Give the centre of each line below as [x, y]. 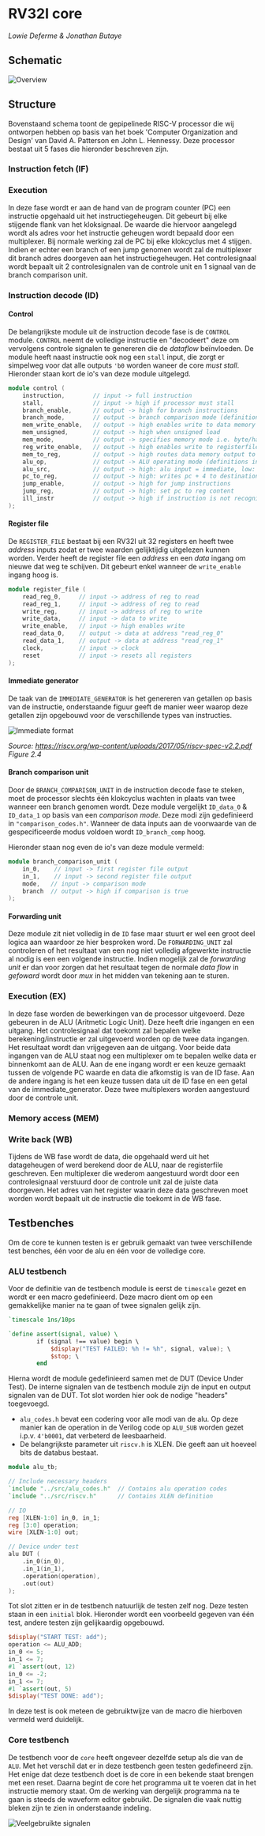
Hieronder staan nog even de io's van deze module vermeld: [106, 848]
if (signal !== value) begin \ [88, 1341]
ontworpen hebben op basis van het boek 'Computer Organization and [123, 132]
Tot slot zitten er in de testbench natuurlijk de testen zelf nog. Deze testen [128, 1606]
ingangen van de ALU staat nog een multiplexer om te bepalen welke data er [132, 1056]
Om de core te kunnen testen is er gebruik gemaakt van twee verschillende [130, 1242]
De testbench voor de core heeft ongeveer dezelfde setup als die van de [126, 1757]
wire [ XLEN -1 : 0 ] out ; [44, 1532]
